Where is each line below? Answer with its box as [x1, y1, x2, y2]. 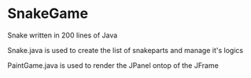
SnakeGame [7, 5, 88, 23]
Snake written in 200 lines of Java [7, 30, 118, 40]
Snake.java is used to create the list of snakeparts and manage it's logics [7, 45, 244, 55]
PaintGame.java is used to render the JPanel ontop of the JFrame [7, 60, 220, 70]
